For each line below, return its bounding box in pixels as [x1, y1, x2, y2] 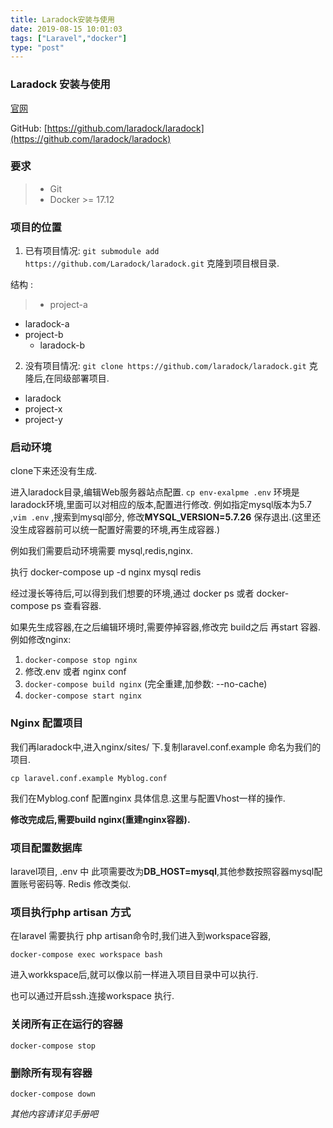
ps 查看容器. [51, 600, 102, 612]
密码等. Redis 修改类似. [36, 878, 132, 890]
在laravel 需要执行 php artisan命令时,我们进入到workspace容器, [10, 930, 272, 942]
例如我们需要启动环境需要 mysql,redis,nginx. [10, 545, 194, 557]
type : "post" [10, 42, 65, 53]
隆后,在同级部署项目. [24, 372, 110, 385]
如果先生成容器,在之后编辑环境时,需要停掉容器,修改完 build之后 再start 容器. [10, 621, 322, 633]
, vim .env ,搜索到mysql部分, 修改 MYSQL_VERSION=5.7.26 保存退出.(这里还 [10, 511, 322, 523]
